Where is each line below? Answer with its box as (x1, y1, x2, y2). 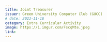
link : (5, 29, 16, 34)
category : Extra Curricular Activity (5, 20, 81, 26)
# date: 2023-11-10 (5, 16, 45, 21)
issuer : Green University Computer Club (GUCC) (5, 12, 103, 16)
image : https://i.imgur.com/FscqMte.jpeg (5, 25, 90, 30)
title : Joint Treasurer (5, 7, 53, 12)
